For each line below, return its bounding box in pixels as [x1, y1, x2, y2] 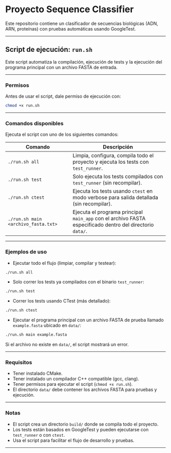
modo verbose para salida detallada [72, 194, 159, 201]
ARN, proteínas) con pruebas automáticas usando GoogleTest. [5, 25, 136, 32]
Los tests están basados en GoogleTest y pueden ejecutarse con [12, 426, 149, 433]
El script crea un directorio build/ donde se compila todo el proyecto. [12, 421, 159, 427]
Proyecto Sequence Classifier [5, 4, 134, 15]
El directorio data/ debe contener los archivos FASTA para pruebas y [12, 386, 157, 392]
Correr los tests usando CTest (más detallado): [12, 298, 111, 304]
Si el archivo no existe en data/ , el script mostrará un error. [5, 342, 129, 348]
